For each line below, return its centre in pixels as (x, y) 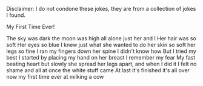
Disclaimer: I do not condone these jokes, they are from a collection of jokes (101, 9)
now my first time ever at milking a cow (55, 77)
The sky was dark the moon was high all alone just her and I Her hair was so (101, 38)
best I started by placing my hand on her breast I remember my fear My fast (101, 57)
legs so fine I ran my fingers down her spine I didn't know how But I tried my (101, 51)
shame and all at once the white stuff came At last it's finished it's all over (98, 70)
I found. (16, 15)
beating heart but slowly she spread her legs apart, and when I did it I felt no (101, 64)
